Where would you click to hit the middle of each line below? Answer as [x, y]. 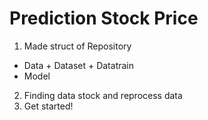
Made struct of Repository [77, 46]
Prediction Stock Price [104, 18]
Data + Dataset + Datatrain [79, 65]
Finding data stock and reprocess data [103, 95]
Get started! [48, 106]
